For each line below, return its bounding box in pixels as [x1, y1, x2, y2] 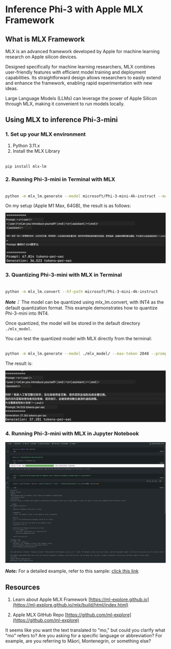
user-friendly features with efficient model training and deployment [5, 69, 146, 75]
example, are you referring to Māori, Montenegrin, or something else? [5, 638, 151, 644]
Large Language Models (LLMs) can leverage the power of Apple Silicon [5, 96, 157, 101]
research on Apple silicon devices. [5, 54, 78, 60]
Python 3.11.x [12, 142, 40, 149]
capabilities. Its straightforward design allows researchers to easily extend [5, 75, 161, 80]
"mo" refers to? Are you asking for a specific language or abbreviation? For [5, 633, 163, 639]
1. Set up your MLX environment [5, 131, 86, 138]
